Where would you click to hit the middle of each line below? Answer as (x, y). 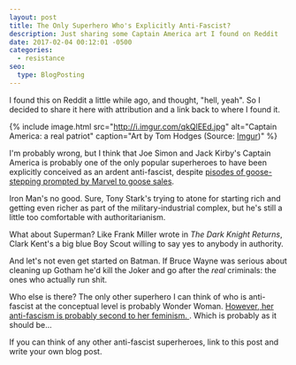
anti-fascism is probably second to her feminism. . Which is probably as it (143, 316)
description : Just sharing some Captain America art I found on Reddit (144, 34)
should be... (31, 324)
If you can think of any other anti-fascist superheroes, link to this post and (144, 342)
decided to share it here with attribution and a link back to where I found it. (145, 109)
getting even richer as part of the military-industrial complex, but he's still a (146, 208)
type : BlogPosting (51, 75)
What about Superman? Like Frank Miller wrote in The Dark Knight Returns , (146, 234)
